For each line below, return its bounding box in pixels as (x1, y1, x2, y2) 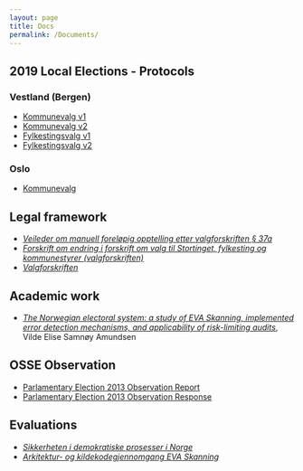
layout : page (9, 13, 59, 23)
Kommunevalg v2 (22, 121, 88, 132)
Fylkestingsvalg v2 (22, 140, 93, 151)
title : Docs (9, 22, 54, 31)
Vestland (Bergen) (9, 90, 91, 103)
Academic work (9, 288, 100, 304)
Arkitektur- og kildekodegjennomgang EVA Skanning (22, 451, 220, 462)
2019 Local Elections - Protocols (9, 63, 194, 79)
